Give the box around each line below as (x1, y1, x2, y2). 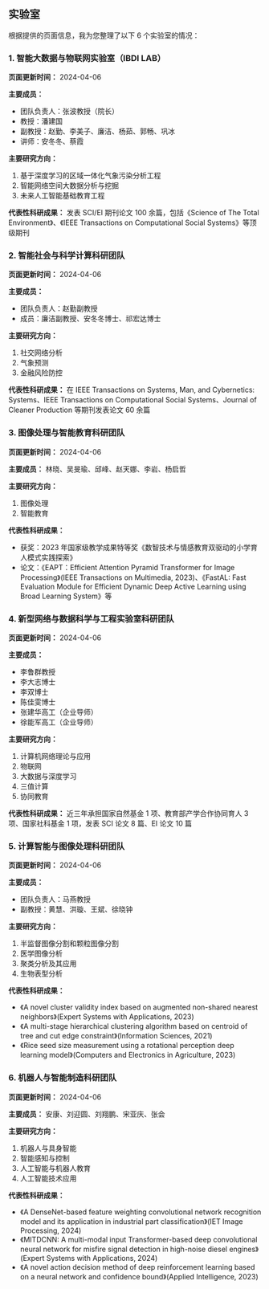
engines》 (228, 1244, 259, 1254)
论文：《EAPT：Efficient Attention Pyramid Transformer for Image (19, 562, 235, 572)
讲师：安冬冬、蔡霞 (19, 137, 84, 146)
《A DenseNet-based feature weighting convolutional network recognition (19, 1207, 262, 1217)
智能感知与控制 (19, 1153, 70, 1163)
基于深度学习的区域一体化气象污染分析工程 (19, 171, 161, 181)
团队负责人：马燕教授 (19, 895, 91, 904)
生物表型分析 (19, 969, 63, 978)
